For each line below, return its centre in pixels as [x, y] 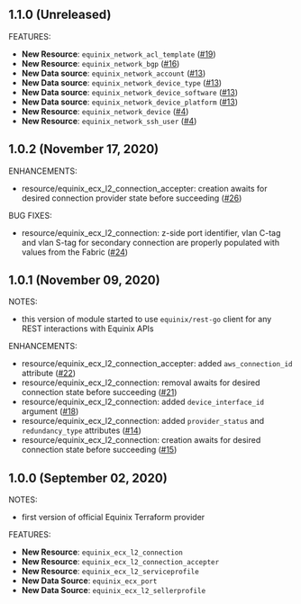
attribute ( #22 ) [49, 374]
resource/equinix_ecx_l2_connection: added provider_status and [143, 421]
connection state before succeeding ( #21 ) [99, 392]
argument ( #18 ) [50, 411]
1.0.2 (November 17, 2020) [84, 149]
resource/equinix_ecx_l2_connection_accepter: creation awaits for [144, 188]
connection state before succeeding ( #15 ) [99, 450]
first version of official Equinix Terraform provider [113, 518]
